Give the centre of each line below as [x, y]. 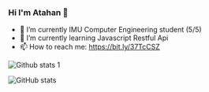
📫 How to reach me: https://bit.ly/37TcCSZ [90, 47]
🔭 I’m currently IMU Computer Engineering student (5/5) [111, 30]
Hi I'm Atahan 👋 [38, 13]
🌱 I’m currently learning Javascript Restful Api [94, 38]
